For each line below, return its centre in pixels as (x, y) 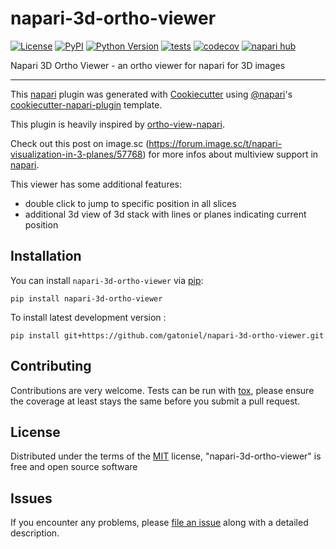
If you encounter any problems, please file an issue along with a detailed (159, 523)
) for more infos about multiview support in (230, 154)
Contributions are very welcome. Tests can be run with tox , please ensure (162, 390)
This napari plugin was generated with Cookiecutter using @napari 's (151, 94)
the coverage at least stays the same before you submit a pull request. (155, 401)
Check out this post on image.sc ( (80, 143)
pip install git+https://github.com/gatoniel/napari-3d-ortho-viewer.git (167, 335)
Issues (31, 498)
